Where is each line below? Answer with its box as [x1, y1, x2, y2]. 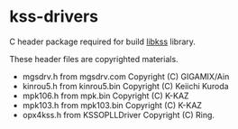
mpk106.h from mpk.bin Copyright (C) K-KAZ [22, 90, 189, 101]
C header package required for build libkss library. [9, 36, 197, 47]
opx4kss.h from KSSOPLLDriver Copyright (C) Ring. [22, 109, 215, 120]
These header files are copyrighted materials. [9, 53, 178, 64]
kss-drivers [9, 6, 99, 27]
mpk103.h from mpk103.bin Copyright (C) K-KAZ [22, 99, 203, 110]
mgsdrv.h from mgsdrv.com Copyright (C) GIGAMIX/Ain [22, 70, 230, 82]
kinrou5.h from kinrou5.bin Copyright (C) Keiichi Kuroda [22, 80, 229, 91]
